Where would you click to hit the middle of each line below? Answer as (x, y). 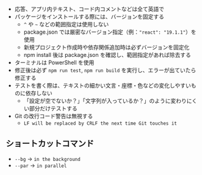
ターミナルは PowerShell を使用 (54, 62)
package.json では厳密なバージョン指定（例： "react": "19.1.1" (105, 32)
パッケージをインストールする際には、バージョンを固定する (89, 17)
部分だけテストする (53, 108)
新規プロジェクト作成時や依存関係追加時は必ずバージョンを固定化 (106, 47)
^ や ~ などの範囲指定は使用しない (66, 24)
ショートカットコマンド (50, 143)
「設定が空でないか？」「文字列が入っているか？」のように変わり (105, 101)
